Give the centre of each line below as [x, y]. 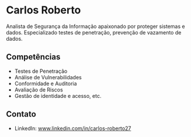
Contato [21, 114]
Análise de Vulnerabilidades [48, 77]
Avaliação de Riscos [39, 89]
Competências [33, 57]
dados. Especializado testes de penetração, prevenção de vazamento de [94, 32]
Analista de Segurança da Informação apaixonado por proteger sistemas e [95, 26]
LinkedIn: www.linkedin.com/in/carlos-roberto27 [73, 128]
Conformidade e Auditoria [46, 83]
